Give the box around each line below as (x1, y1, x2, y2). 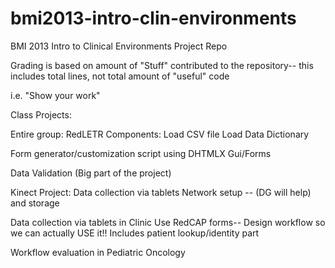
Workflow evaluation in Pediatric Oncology (10, 246, 186, 258)
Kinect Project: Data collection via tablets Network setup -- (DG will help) (10, 186, 312, 198)
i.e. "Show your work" (10, 89, 101, 101)
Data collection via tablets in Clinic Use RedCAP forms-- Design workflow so (10, 216, 326, 228)
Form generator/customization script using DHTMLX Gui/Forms (10, 147, 272, 159)
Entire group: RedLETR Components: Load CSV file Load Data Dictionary (10, 128, 310, 140)
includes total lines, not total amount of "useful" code (10, 70, 230, 82)
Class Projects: (10, 108, 72, 121)
